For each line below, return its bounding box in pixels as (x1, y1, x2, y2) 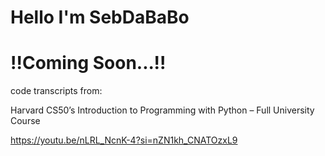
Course (10, 115, 41, 127)
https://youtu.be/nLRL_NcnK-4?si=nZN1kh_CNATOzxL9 (10, 134, 238, 146)
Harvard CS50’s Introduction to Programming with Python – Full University (10, 104, 315, 116)
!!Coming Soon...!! (10, 52, 167, 75)
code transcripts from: (10, 85, 103, 97)
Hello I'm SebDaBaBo (10, 6, 190, 29)
